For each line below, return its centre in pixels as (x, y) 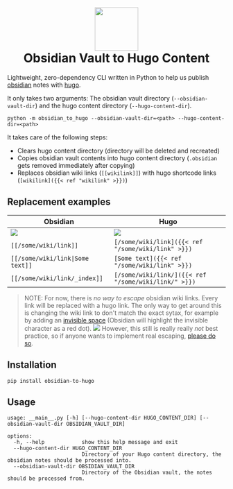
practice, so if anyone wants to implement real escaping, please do (120, 336)
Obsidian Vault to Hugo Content (116, 58)
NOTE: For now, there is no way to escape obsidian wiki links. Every (121, 298)
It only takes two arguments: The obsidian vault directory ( (91, 98)
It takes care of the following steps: (58, 137)
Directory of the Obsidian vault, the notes (147, 473)
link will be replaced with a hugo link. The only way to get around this (123, 305)
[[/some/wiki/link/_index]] (57, 278)
